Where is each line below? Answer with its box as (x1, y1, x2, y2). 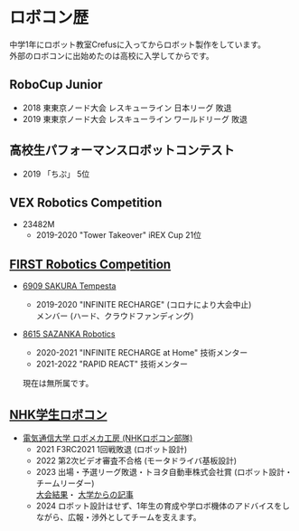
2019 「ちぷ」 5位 (22, 168, 90, 179)
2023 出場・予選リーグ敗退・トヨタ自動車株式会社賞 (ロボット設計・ (35, 467, 294, 477)
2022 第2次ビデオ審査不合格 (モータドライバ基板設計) (35, 455, 238, 466)
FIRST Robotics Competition (9, 256, 172, 271)
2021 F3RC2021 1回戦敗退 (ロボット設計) (35, 444, 188, 454)
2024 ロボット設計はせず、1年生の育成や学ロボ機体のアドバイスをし (35, 500, 291, 511)
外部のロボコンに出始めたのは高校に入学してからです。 (9, 50, 214, 61)
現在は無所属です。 (22, 378, 94, 389)
